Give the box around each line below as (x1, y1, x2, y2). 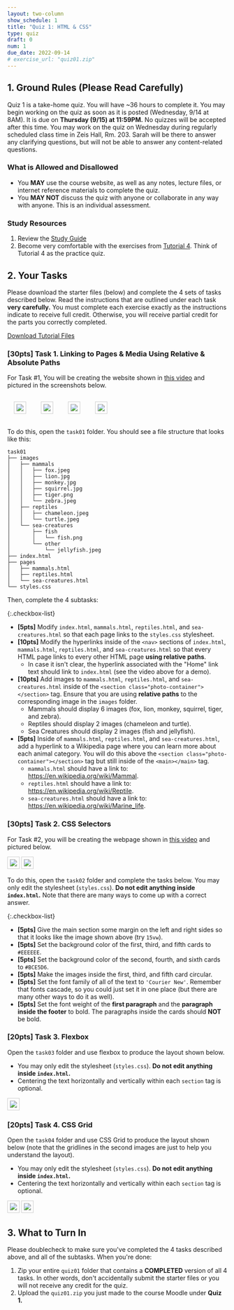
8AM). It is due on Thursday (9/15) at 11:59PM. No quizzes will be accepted (7, 115, 226, 123)
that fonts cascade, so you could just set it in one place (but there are (17, 985, 218, 993)
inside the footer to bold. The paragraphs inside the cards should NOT (17, 1007, 221, 1016)
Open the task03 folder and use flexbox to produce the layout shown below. (7, 1048, 225, 1056)
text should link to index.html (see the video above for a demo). (27, 667, 212, 676)
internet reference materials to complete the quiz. (17, 186, 161, 194)
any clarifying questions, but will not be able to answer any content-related (7, 137, 223, 146)
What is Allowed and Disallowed (7, 163, 119, 172)
